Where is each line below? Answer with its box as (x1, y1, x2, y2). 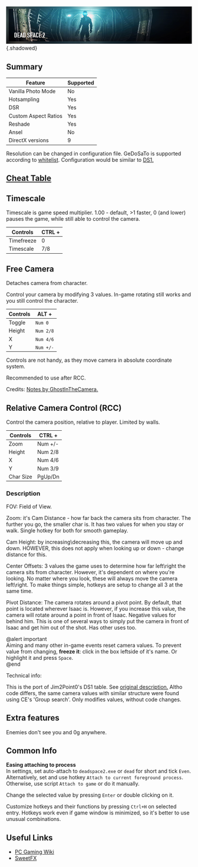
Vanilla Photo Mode (8, 87, 56, 94)
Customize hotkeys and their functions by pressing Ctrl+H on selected (6, 803, 177, 810)
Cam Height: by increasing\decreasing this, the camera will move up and (6, 538, 183, 545)
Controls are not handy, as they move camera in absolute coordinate (6, 356, 172, 364)
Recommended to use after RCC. (6, 374, 86, 381)
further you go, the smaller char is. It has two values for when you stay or (6, 521, 184, 528)
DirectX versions (8, 137, 49, 144)
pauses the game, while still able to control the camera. (6, 215, 140, 223)
